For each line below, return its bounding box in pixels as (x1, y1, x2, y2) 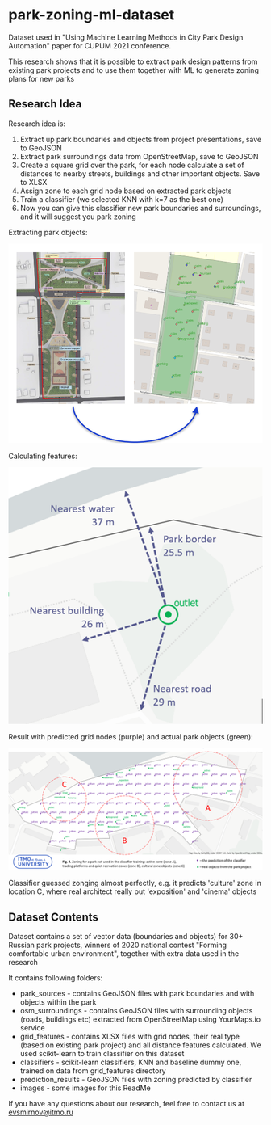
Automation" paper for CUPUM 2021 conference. (8, 40, 172, 50)
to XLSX (19, 177, 48, 187)
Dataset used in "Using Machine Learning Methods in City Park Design (8, 32, 244, 42)
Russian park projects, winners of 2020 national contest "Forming (8, 940, 227, 950)
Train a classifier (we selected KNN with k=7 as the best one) (19, 194, 224, 204)
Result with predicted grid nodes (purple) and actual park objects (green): (8, 732, 254, 742)
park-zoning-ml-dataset (8, 6, 175, 24)
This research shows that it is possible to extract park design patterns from (8, 57, 258, 66)
